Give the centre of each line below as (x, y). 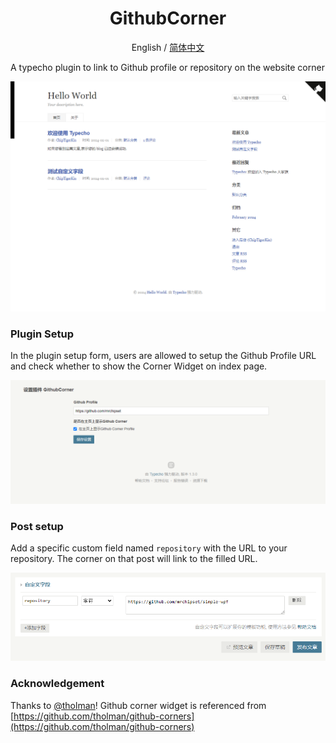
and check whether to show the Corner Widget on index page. (139, 366)
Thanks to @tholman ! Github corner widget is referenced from (138, 705)
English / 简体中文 (168, 47)
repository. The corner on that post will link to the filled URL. (134, 559)
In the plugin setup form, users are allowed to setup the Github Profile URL (163, 355)
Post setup (37, 526)
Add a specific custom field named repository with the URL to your (149, 548)
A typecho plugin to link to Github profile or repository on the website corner (167, 67)
